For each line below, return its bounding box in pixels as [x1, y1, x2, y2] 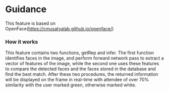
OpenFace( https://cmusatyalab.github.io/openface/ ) [5, 25, 114, 31]
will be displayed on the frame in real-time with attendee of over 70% [5, 77, 149, 83]
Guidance [5, 4, 47, 15]
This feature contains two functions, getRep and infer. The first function [5, 50, 154, 56]
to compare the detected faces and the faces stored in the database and [5, 66, 156, 72]
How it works [5, 38, 38, 45]
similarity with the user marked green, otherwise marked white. [5, 82, 137, 88]
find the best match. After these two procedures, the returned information [5, 71, 158, 77]
